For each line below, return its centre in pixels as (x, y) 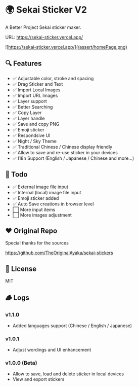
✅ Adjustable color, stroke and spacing (53, 78)
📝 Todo (16, 175)
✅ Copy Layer (27, 113)
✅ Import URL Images (35, 95)
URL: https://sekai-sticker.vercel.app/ (44, 37)
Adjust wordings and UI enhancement (52, 350)
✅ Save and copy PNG (36, 124)
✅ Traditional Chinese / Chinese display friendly (62, 147)
